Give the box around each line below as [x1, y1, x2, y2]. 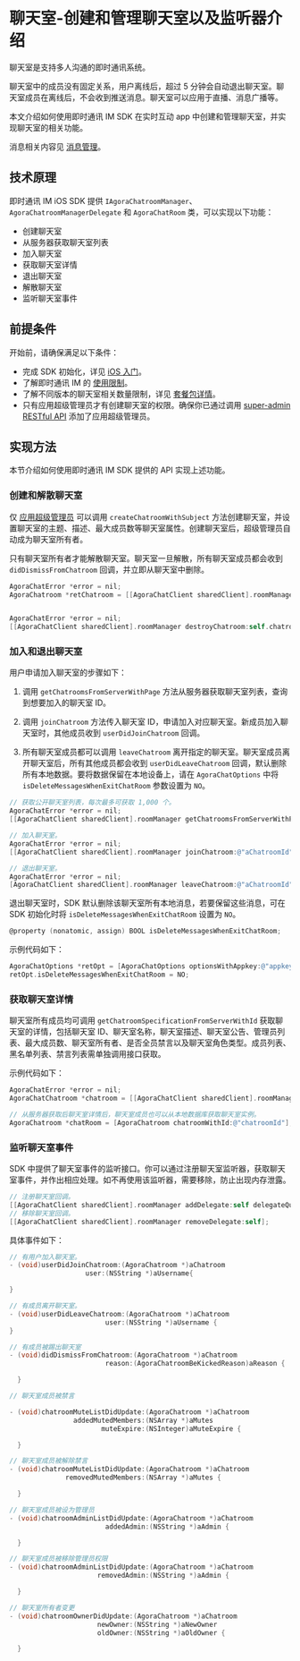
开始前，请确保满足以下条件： [9, 346, 119, 358]
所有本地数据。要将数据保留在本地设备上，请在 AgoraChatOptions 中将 [21, 769, 279, 779]
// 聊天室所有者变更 [9, 1603, 75, 1612]
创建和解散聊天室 [9, 490, 83, 502]
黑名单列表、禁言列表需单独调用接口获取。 [9, 1049, 166, 1060]
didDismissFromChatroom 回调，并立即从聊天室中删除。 [9, 564, 210, 575]
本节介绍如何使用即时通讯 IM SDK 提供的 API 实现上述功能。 [9, 464, 230, 475]
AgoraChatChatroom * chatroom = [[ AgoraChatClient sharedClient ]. [9, 1094, 257, 1103]
